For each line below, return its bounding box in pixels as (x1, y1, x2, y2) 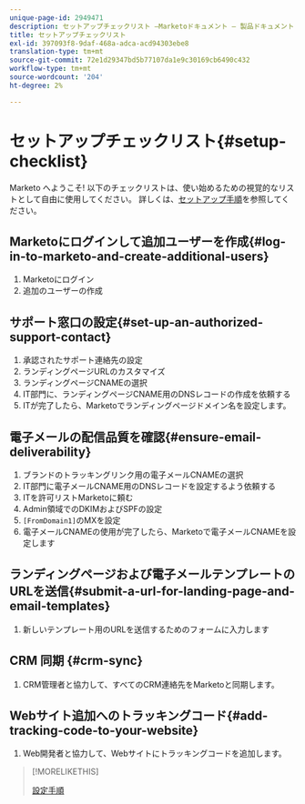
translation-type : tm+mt (9, 47, 104, 56)
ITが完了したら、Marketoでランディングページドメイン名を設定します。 (22, 400, 291, 411)
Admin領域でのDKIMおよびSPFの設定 (22, 504, 163, 514)
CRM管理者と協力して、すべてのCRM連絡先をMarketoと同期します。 (22, 678, 280, 689)
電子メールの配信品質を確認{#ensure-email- (9, 429, 262, 445)
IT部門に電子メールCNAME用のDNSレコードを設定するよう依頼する (22, 481, 276, 491)
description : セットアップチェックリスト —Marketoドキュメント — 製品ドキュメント (9, 22, 295, 31)
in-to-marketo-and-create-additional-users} (9, 248, 269, 264)
